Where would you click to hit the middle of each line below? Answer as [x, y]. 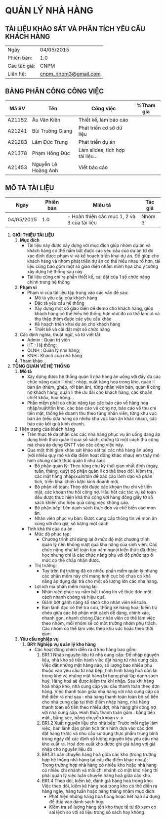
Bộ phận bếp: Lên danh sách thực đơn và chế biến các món [95, 508]
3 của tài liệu [82, 222]
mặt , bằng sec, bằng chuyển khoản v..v [83, 717]
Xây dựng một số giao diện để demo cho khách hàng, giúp [94, 308]
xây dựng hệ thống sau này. [55, 271]
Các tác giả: [21, 66]
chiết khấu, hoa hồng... [50, 397]
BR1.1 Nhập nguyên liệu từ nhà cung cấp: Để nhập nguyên [101, 655]
